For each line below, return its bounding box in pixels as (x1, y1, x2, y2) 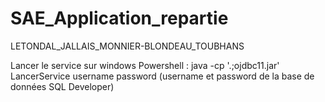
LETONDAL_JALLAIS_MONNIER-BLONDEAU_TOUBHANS (10, 40, 245, 52)
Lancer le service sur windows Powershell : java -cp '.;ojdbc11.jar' (10, 59, 280, 71)
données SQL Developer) (10, 80, 115, 92)
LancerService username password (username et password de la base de (10, 70, 315, 82)
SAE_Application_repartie (10, 7, 229, 30)
